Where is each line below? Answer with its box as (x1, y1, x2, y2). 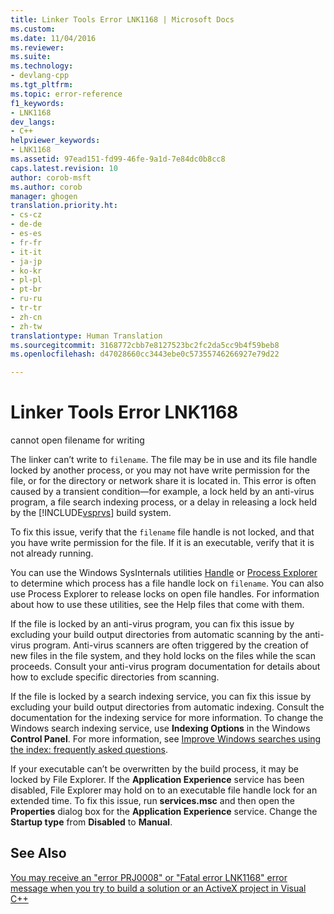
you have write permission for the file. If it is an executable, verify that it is (10, 537, 315, 549)
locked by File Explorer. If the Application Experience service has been (10, 774, 305, 786)
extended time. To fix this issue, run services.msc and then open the (10, 795, 296, 807)
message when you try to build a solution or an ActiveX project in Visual (10, 882, 307, 894)
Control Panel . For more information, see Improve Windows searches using (10, 733, 322, 745)
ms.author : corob (10, 182, 83, 192)
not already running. (10, 547, 94, 560)
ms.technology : (10, 61, 74, 71)
